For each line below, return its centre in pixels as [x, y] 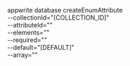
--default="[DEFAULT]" [41, 47]
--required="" [27, 40]
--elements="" [28, 32]
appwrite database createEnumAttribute [65, 10]
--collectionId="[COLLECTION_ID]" [58, 18]
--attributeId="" [30, 25]
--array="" [22, 55]
